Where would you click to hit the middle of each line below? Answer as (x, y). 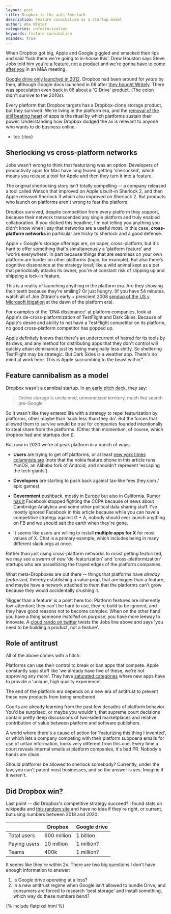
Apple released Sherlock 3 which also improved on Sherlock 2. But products (86, 196)
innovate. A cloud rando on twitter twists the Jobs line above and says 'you (84, 622)
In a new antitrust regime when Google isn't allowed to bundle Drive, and (89, 885)
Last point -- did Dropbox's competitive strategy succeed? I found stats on (84, 803)
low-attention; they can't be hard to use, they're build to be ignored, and (81, 606)
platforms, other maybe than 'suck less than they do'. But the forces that (81, 418)
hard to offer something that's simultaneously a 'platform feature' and (79, 249)
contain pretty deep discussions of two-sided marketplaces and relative (81, 718)
